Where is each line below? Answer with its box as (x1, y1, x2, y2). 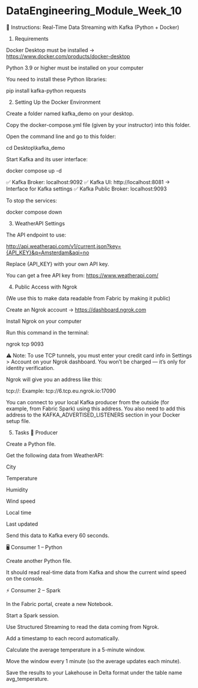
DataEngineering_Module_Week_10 (6, 4, 182, 18)
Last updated (6, 520, 38, 528)
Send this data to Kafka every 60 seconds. (6, 532, 110, 539)
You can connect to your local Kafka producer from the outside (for (6, 398, 170, 405)
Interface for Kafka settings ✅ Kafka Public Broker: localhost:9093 (6, 185, 167, 192)
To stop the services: (6, 196, 57, 204)
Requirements (14, 35, 49, 42)
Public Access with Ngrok (14, 283, 78, 290)
